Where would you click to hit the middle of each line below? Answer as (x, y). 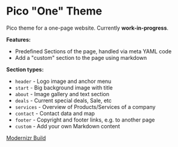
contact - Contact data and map (55, 113)
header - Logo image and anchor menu (63, 81)
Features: (19, 39)
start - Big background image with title (64, 87)
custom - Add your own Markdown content (67, 126)
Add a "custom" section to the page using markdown (81, 57)
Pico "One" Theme (54, 11)
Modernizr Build (26, 138)
